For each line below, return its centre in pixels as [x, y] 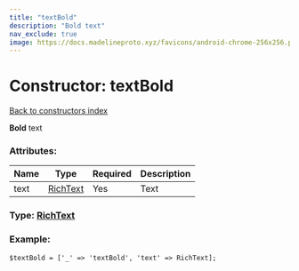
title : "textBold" [43, 17]
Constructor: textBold [92, 86]
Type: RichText [42, 216]
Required [112, 174]
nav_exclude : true [43, 34]
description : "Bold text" [57, 26]
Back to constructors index [59, 111]
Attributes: [33, 151]
